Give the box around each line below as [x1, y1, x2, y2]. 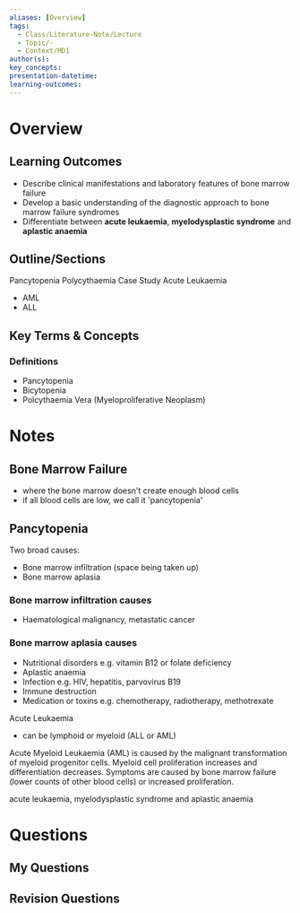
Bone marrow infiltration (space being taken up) [21, 561, 200, 572]
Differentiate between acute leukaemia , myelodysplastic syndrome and [21, 216, 292, 227]
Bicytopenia [21, 385, 67, 396]
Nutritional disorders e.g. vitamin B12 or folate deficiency [21, 656, 232, 668]
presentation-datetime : [9, 72, 99, 81]
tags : [9, 22, 30, 30]
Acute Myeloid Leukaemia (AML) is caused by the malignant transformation [9, 747, 287, 758]
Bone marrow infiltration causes [9, 594, 152, 606]
